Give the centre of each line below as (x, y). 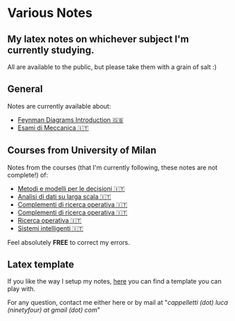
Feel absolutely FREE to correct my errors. (69, 242)
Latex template (41, 265)
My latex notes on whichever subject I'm (98, 39)
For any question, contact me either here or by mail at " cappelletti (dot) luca (117, 303)
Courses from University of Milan (82, 151)
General (25, 89)
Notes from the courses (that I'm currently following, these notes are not (113, 167)
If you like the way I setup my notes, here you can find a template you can (115, 281)
